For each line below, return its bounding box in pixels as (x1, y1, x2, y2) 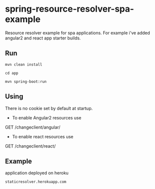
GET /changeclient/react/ (5, 143, 56, 149)
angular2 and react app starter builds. (5, 35, 81, 41)
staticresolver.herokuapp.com (5, 179, 67, 185)
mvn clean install (5, 62, 42, 67)
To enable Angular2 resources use (12, 114, 81, 120)
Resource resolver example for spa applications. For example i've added (5, 30, 150, 36)
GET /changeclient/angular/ (5, 124, 60, 130)
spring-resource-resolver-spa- (5, 3, 134, 15)
